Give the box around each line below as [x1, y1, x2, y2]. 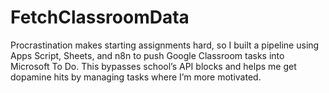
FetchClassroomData [10, 6, 190, 29]
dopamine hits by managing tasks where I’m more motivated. [10, 71, 262, 83]
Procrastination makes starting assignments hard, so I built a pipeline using [10, 39, 320, 51]
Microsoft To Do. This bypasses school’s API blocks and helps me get [10, 60, 297, 72]
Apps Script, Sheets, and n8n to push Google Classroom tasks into [10, 49, 285, 61]
